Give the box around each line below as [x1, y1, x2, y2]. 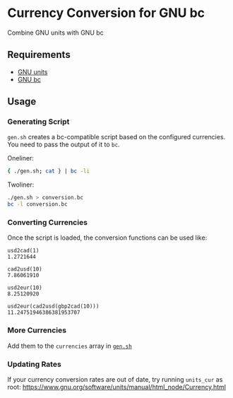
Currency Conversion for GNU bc [7, 5, 205, 21]
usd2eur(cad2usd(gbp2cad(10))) [7, 303, 100, 310]
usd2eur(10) [7, 284, 42, 291]
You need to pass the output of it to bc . [7, 140, 120, 149]
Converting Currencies [7, 217, 88, 227]
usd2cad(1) [7, 247, 40, 254]
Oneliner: [7, 154, 34, 163]
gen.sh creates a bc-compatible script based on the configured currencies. [7, 133, 226, 141]
